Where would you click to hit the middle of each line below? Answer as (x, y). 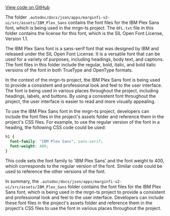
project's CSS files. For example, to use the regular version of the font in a (82, 122)
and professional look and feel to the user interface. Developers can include (84, 197)
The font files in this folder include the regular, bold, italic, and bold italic (81, 65)
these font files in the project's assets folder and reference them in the (79, 203)
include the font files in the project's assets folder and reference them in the (84, 117)
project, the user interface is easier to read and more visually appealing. (80, 101)
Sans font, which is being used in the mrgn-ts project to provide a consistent (85, 192)
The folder (16, 17)
